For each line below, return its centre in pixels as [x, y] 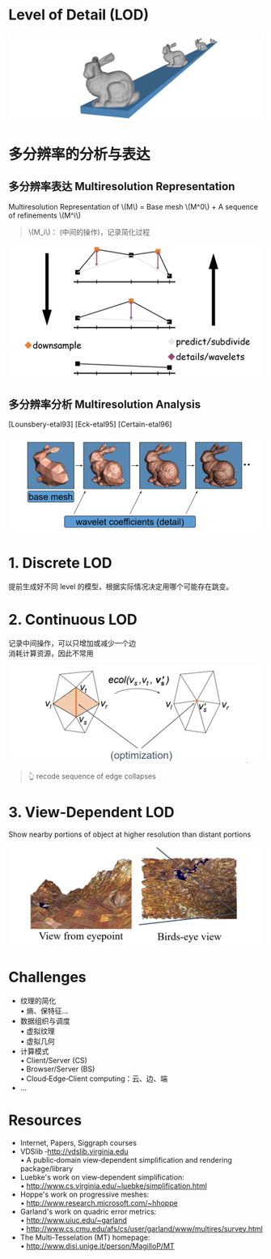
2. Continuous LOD [73, 619]
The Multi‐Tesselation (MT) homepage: [85, 1237]
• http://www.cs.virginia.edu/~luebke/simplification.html [114, 1185]
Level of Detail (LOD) [79, 15]
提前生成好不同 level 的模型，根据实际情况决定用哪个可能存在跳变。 [121, 586]
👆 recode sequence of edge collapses [92, 776]
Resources [45, 1120]
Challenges [47, 977]
